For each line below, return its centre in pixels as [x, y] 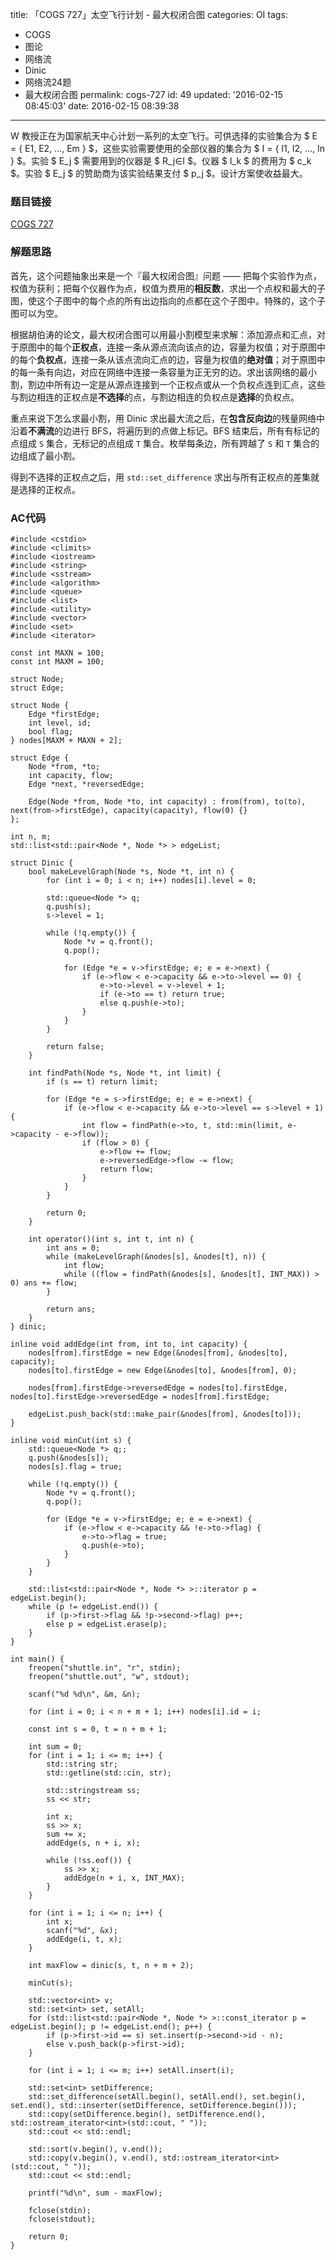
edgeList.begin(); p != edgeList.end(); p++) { [111, 2026]
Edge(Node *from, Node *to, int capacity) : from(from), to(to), [167, 801]
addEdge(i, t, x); [84, 1939]
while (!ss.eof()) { [89, 1860]
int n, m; [31, 836]
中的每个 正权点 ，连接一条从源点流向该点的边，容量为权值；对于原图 [176, 347]
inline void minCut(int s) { [71, 1440]
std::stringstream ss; [93, 1790]
